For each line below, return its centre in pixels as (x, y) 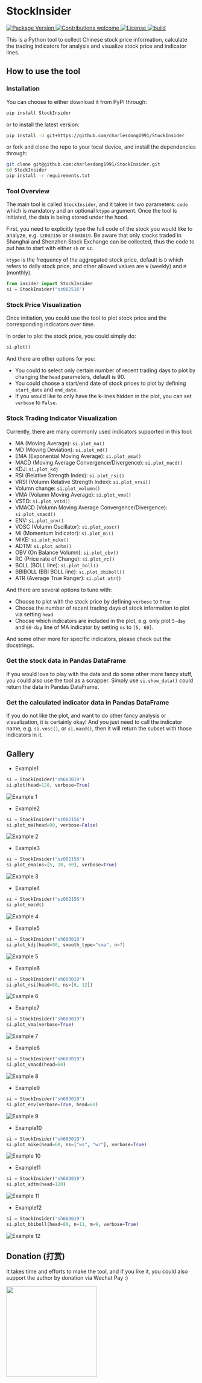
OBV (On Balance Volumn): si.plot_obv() (67, 552)
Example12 (28, 1208)
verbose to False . (36, 402)
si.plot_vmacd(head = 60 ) (36, 1065)
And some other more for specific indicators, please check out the (89, 639)
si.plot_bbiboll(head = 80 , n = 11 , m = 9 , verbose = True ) (72, 1225)
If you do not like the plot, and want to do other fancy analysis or (87, 716)
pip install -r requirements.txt (48, 176)
